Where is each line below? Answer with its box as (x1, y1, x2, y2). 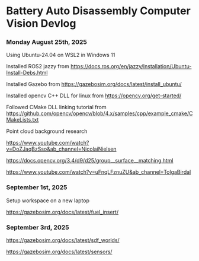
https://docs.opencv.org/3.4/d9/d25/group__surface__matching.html (6, 157, 174, 164)
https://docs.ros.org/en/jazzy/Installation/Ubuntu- (70, 63, 192, 70)
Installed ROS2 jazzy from (6, 63, 69, 70)
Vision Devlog (6, 17, 76, 30)
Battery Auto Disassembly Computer (6, 4, 191, 18)
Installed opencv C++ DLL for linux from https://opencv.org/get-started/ (6, 92, 182, 99)
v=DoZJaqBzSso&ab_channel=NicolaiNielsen (6, 145, 117, 152)
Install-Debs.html (6, 69, 48, 77)
